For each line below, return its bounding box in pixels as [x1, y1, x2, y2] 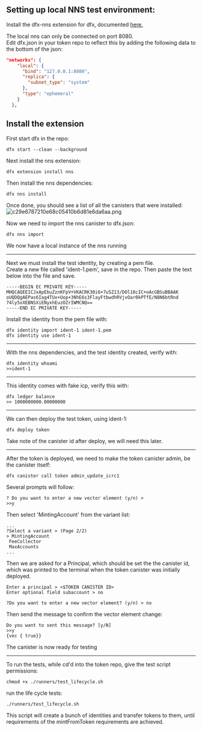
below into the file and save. [6, 272, 76, 279]
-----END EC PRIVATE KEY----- [6, 305, 82, 311]
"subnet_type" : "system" [28, 80, 90, 86]
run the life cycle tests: [6, 689, 63, 697]
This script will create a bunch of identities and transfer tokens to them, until [6, 712, 195, 719]
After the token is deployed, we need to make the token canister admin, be [6, 455, 191, 462]
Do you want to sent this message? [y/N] [6, 622, 112, 628]
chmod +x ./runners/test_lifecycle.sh [6, 678, 103, 685]
